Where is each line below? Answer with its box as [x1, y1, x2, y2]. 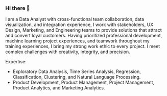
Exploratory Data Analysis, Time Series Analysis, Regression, [12, 68, 141, 75]
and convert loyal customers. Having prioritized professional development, [5, 33, 162, 39]
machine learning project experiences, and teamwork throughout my [5, 38, 150, 44]
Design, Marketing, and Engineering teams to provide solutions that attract [5, 27, 162, 33]
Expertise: [5, 59, 27, 65]
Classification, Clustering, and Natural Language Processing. [12, 74, 141, 80]
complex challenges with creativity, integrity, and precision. [5, 49, 130, 55]
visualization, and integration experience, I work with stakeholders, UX [5, 21, 154, 28]
